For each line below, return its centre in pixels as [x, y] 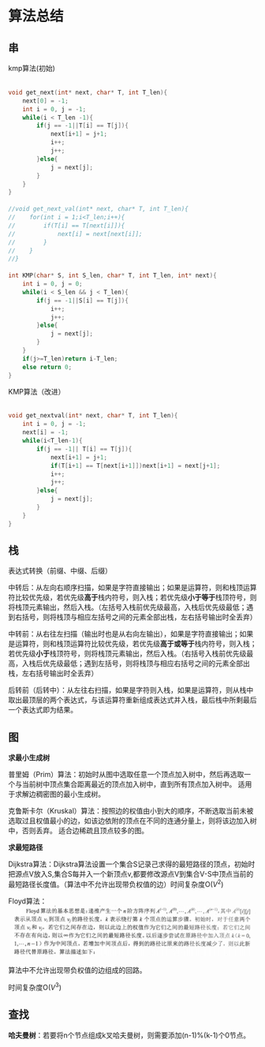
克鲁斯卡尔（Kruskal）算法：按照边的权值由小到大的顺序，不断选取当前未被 [131, 811]
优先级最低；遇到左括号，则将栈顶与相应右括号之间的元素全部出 [146, 664]
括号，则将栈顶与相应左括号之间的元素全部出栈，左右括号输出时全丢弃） [139, 617]
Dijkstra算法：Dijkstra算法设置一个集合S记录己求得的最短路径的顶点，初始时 [132, 864]
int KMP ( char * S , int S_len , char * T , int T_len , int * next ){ [112, 276]
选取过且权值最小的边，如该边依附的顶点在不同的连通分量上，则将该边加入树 [132, 821]
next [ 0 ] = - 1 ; [45, 101]
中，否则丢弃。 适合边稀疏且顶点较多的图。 [78, 831]
